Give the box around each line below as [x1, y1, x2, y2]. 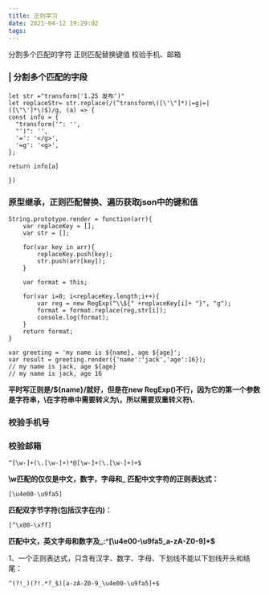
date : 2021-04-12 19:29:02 [8, 19, 99, 27]
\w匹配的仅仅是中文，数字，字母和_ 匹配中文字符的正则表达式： [8, 475, 219, 484]
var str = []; [22, 229, 70, 237]
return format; [22, 327, 74, 336]
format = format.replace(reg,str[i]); [37, 306, 167, 314]
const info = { [8, 113, 59, 121]
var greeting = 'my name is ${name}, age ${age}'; [8, 348, 181, 357]
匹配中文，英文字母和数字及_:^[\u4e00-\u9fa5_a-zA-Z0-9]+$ [8, 536, 215, 546]
